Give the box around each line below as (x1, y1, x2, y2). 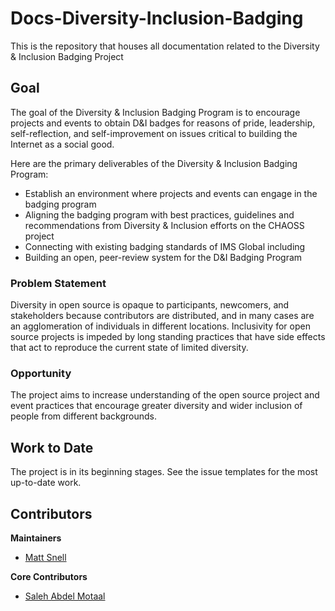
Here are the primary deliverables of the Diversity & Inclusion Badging (10, 157, 298, 169)
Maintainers (10, 532, 62, 544)
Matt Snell (24, 551, 67, 563)
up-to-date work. (10, 477, 82, 489)
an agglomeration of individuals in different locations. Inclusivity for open (10, 320, 311, 332)
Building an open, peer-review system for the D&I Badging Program (24, 251, 303, 263)
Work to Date (10, 439, 94, 456)
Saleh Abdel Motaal (24, 590, 106, 602)
